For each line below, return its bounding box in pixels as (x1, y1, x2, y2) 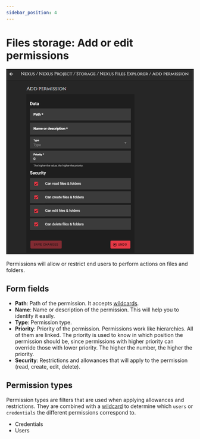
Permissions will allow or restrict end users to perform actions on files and (6, 260, 188, 267)
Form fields (6, 284, 49, 294)
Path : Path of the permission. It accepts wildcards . (14, 299, 139, 307)
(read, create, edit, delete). (14, 363, 80, 370)
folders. (6, 266, 25, 274)
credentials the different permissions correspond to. (6, 409, 136, 416)
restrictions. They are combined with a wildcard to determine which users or (6, 403, 193, 410)
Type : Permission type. (14, 319, 73, 326)
